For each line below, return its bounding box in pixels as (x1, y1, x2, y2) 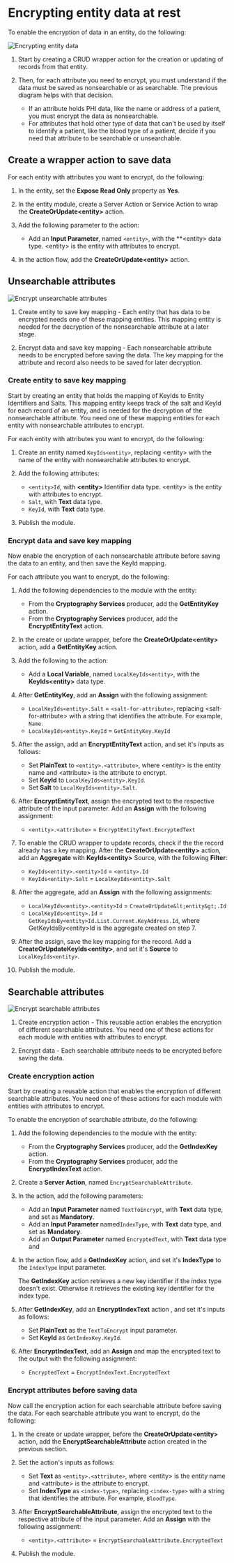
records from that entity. (17, 62, 88, 71)
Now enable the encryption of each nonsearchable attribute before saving (8, 551, 221, 560)
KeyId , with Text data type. (28, 505, 106, 513)
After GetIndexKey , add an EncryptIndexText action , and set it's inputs (17, 1305, 226, 1314)
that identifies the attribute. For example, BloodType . (28, 1494, 177, 1502)
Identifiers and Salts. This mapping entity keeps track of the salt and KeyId (8, 399, 221, 407)
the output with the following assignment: (17, 1354, 137, 1363)
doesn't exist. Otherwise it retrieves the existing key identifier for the (17, 1284, 214, 1293)
